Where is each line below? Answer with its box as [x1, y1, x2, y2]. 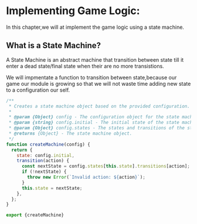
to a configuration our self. [6, 86, 70, 93]
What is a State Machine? [6, 41, 101, 51]
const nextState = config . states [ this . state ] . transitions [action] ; [21, 163, 191, 169]
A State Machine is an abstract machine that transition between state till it [6, 56, 184, 63]
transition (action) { [16, 158, 69, 164]
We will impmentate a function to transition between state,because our [6, 73, 177, 81]
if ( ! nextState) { [21, 169, 67, 175]
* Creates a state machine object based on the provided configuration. [8, 103, 191, 109]
